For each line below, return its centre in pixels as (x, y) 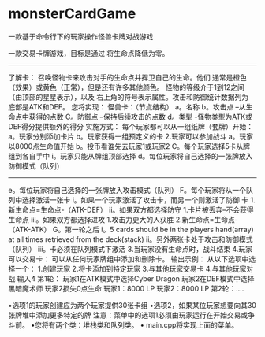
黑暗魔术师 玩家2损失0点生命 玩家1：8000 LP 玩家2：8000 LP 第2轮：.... (126, 288)
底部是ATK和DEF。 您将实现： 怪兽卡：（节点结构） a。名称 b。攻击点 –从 (127, 106)
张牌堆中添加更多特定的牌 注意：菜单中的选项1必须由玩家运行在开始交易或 (128, 315)
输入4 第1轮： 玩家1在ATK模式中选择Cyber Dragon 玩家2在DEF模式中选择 (136, 278)
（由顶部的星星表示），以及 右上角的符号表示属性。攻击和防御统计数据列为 (128, 97)
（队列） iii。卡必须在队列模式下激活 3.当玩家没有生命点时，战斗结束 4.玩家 (130, 249)
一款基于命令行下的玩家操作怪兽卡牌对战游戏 (81, 36)
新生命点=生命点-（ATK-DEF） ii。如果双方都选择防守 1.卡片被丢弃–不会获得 (131, 209)
